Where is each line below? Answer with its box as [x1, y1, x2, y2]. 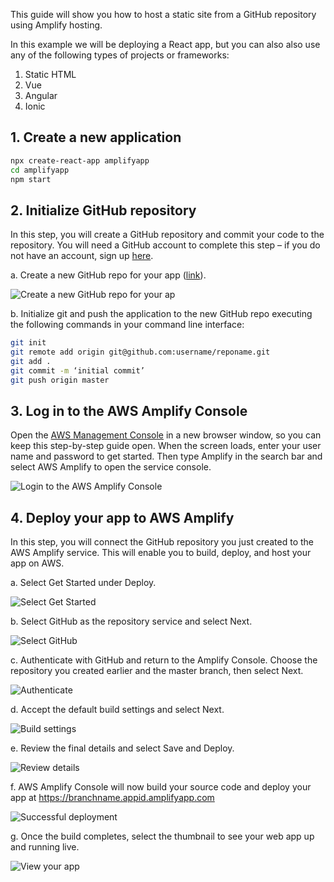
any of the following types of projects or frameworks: [10, 49, 230, 61]
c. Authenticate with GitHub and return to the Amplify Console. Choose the [10, 654, 318, 666]
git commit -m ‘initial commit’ [10, 365, 145, 376]
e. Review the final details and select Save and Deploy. [10, 742, 235, 754]
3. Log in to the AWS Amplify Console [10, 403, 248, 420]
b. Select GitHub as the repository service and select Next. [10, 615, 253, 628]
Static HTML [24, 69, 77, 80]
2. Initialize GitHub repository [10, 202, 197, 219]
